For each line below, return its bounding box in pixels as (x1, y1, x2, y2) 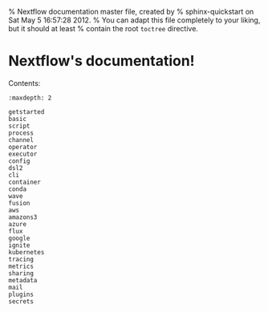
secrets (8, 297, 35, 306)
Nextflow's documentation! (8, 52, 195, 71)
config (8, 156, 30, 165)
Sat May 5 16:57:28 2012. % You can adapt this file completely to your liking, (8, 15, 261, 25)
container (8, 178, 42, 186)
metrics (8, 262, 35, 270)
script (8, 122, 30, 130)
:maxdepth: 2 (8, 94, 52, 102)
